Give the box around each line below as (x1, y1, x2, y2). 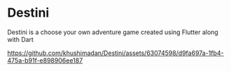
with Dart (7, 35, 34, 43)
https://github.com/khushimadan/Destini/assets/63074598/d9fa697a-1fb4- (7, 49, 224, 57)
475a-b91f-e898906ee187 (7, 56, 83, 64)
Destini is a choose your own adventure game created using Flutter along (7, 28, 218, 36)
